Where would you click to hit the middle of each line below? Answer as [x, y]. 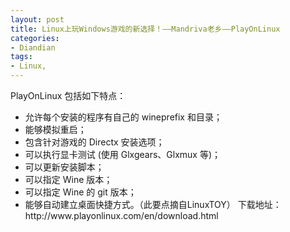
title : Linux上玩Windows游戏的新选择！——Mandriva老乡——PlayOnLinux [145, 29]
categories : [35, 38]
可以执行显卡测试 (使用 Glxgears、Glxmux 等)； [123, 154]
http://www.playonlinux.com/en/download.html [121, 215]
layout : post [37, 19]
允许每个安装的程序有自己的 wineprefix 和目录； [123, 117]
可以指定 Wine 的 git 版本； [80, 192]
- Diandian [33, 47]
